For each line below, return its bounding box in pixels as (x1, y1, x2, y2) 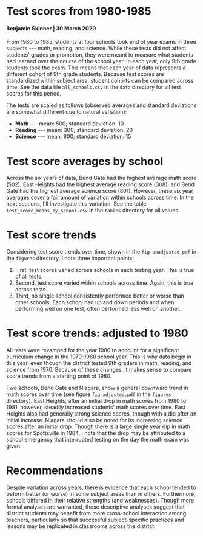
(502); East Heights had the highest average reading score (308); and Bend (6, 181, 195, 188)
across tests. (15, 286, 47, 293)
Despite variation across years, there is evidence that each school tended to (6, 484, 196, 491)
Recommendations (6, 464, 104, 478)
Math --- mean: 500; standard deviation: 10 (15, 120, 124, 127)
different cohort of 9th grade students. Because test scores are (6, 71, 165, 78)
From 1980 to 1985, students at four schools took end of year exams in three (6, 38, 197, 46)
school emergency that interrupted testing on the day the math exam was (6, 436, 190, 444)
